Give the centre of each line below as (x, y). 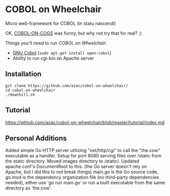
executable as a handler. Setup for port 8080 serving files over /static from (83, 156)
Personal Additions (36, 138)
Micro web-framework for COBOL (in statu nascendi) (61, 23)
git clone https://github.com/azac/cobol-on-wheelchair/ (67, 86)
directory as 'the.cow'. (29, 188)
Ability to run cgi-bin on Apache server (53, 58)
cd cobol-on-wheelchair (30, 90)
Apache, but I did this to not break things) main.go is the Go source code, (82, 172)
